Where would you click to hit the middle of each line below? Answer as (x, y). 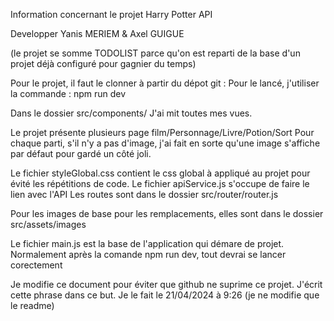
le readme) (32, 305)
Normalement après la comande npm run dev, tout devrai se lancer (148, 254)
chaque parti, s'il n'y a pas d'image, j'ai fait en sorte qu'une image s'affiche (165, 143)
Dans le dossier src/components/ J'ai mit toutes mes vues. (131, 113)
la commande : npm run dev (68, 93)
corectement (36, 265)
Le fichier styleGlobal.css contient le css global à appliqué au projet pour (160, 173)
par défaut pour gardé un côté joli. (81, 153)
